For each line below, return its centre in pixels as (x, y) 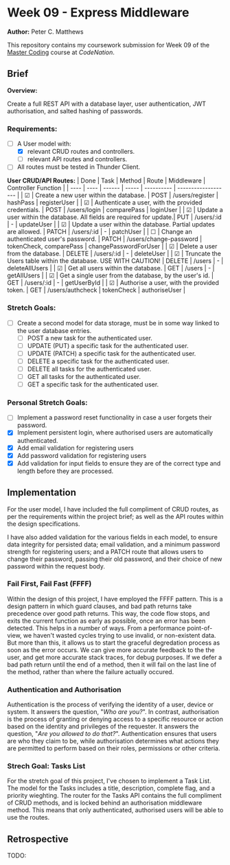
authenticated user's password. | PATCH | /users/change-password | (105, 239)
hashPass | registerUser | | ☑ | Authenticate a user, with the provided (105, 203)
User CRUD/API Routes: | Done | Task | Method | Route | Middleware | (106, 181)
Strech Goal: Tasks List (46, 766)
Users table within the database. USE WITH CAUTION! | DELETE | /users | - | (115, 261)
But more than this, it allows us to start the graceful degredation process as (114, 643)
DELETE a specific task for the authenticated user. (98, 361)
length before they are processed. (65, 471)
